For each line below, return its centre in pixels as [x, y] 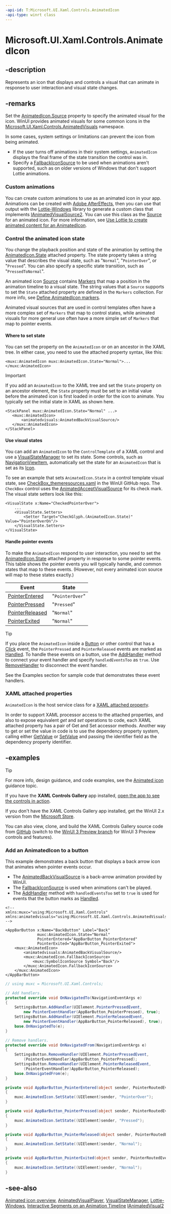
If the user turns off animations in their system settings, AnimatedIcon [85, 152]
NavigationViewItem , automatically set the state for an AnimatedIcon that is [83, 463]
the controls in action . [28, 801]
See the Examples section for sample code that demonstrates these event [83, 675]
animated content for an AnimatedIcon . [46, 225]
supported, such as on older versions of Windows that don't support [84, 168]
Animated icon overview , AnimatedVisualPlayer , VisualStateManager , [77, 1200]
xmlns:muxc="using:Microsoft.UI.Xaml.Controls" [57, 912]
